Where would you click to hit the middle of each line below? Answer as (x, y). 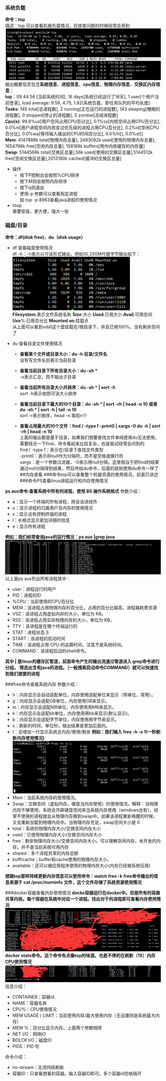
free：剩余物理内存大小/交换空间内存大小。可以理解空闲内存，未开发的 (84, 841)
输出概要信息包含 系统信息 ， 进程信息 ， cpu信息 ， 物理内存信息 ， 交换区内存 (81, 85)
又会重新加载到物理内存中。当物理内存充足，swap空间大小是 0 (76, 822)
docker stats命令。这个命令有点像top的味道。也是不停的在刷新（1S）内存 (80, 955)
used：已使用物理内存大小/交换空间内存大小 (57, 834)
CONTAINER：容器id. (34, 996)
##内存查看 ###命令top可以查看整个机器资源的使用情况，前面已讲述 (89, 474)
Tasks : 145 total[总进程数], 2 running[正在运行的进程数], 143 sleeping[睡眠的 (83, 109)
